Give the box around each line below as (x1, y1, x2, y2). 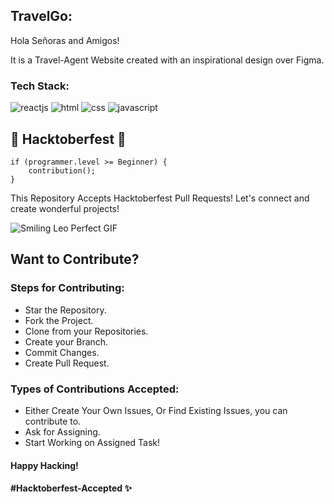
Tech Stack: (10, 79, 70, 93)
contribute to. (24, 415, 82, 427)
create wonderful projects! (10, 202, 120, 214)
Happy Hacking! (10, 459, 79, 471)
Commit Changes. (24, 346, 100, 358)
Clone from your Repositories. (24, 325, 149, 337)
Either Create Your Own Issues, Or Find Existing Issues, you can (24, 404, 288, 416)
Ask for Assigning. (24, 425, 101, 438)
